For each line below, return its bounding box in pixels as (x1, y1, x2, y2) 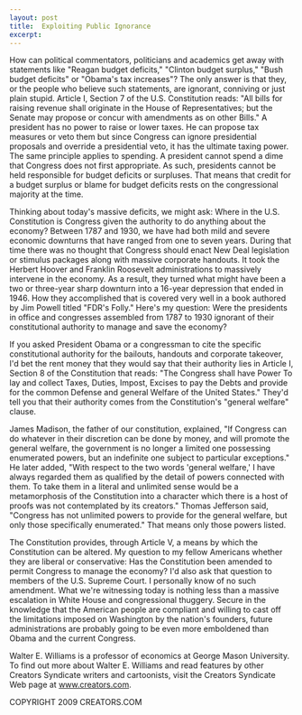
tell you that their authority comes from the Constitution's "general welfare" (9, 396, 289, 407)
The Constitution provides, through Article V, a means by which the (9, 537, 259, 548)
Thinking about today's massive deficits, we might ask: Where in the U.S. (9, 207, 280, 218)
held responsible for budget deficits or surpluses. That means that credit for (9, 170, 291, 181)
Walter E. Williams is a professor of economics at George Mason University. (9, 651, 290, 662)
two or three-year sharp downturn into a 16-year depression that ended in (9, 283, 284, 294)
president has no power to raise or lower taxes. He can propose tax (9, 122, 260, 133)
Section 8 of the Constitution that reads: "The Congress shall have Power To (9, 367, 293, 379)
